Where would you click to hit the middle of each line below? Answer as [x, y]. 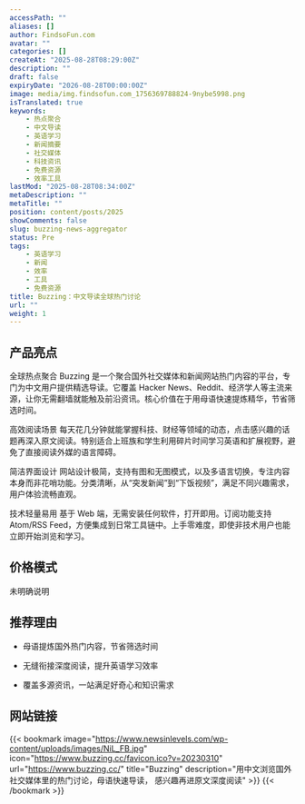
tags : [20, 246]
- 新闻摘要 [44, 144]
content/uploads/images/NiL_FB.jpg [77, 748]
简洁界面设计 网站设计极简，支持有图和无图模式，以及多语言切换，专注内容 [150, 471]
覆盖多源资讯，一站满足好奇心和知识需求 [98, 685]
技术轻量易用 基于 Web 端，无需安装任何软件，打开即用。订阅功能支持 [141, 513]
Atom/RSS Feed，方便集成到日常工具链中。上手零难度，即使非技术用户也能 [150, 525]
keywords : [28, 111]
